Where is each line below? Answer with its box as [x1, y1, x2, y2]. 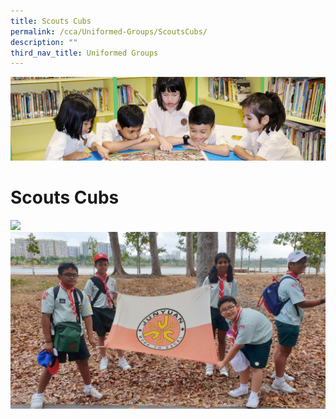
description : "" [10, 37, 78, 47]
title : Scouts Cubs [10, 16, 92, 26]
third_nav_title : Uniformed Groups [10, 48, 159, 58]
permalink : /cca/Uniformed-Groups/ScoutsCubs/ [10, 26, 208, 37]
